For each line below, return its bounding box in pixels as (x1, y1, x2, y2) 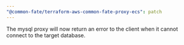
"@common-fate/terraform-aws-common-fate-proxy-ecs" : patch (6, 8, 163, 15)
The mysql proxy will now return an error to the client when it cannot (6, 25, 179, 32)
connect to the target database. (6, 31, 86, 39)
